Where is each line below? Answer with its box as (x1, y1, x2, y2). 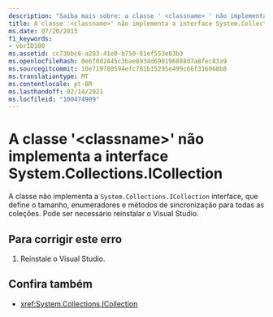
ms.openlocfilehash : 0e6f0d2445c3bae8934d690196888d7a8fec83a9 (8, 58, 227, 66)
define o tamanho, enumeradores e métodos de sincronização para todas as (8, 200, 265, 210)
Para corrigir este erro (8, 232, 123, 246)
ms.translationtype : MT (8, 72, 89, 80)
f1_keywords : (8, 34, 53, 43)
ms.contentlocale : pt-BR (8, 80, 93, 88)
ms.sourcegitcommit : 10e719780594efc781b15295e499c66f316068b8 (8, 65, 227, 73)
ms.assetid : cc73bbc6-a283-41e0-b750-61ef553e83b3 (8, 50, 184, 58)
